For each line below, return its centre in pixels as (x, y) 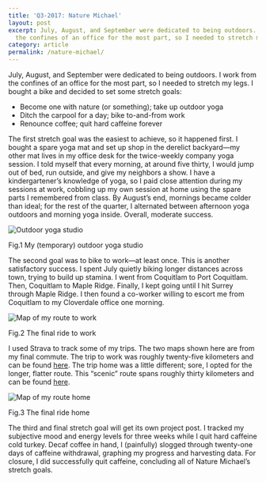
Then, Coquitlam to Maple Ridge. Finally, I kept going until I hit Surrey (121, 286)
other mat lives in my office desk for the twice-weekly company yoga (121, 156)
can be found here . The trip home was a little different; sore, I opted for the (130, 365)
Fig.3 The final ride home (49, 412)
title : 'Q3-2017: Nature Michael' (65, 15)
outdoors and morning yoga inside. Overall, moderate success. (111, 215)
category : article (38, 45)
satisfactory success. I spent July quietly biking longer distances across (126, 269)
